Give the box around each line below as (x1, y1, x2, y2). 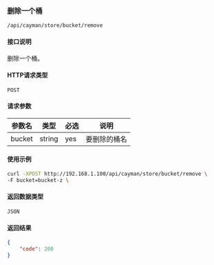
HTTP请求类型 (7, 71, 48, 80)
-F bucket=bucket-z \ (7, 176, 69, 183)
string (39, 134, 58, 143)
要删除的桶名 (85, 134, 127, 143)
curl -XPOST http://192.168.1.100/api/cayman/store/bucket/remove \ (7, 170, 208, 178)
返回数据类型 (7, 192, 43, 200)
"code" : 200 (19, 246, 54, 253)
